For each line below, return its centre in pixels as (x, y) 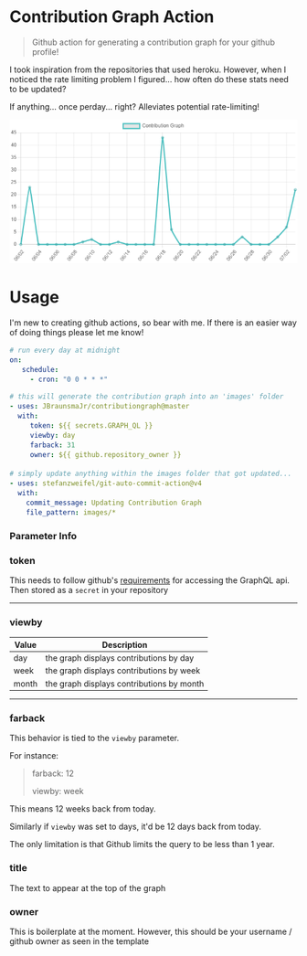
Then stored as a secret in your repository (89, 590)
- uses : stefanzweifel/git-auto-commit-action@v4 (106, 483)
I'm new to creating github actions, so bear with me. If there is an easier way (153, 323)
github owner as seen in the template (79, 941)
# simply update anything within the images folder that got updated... (151, 474)
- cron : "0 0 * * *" (69, 379)
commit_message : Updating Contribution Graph (114, 503)
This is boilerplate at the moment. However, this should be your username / (151, 931)
